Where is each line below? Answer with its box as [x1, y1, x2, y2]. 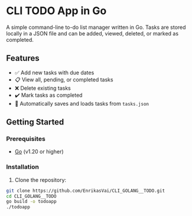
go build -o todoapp [6, 199, 57, 205]
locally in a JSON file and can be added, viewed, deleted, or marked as [6, 30, 179, 37]
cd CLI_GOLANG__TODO [6, 193, 57, 199]
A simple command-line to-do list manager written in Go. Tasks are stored [6, 24, 186, 31]
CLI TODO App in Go [6, 4, 107, 18]
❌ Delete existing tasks [14, 84, 71, 91]
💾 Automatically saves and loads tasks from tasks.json [14, 100, 149, 107]
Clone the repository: [14, 176, 67, 184]
